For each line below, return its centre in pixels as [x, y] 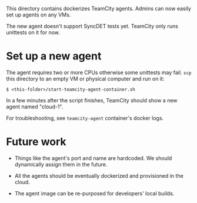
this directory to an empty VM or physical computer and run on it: [85, 78]
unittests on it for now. [33, 32]
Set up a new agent [54, 56]
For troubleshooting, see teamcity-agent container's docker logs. [85, 118]
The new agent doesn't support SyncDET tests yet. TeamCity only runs [92, 26]
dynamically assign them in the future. [61, 164]
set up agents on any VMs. [39, 15]
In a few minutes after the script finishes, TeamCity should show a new [92, 100]
